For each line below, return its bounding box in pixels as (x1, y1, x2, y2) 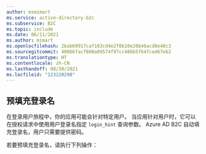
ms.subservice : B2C (6, 20, 56, 26)
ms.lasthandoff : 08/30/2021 (6, 65, 78, 72)
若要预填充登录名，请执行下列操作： (6, 141, 98, 148)
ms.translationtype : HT (6, 54, 67, 61)
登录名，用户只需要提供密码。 (11, 128, 87, 136)
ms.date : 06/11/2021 (6, 32, 59, 38)
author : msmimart (6, 9, 51, 15)
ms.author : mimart (6, 37, 53, 43)
